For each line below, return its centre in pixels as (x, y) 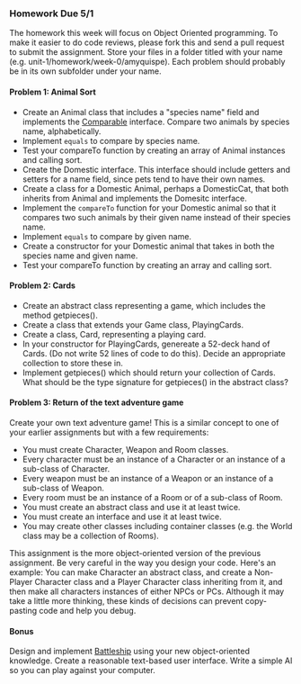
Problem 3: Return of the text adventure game (97, 402)
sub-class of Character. (66, 468)
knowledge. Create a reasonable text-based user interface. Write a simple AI (151, 661)
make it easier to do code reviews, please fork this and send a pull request (147, 42)
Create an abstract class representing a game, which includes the (144, 305)
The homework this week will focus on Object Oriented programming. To (144, 33)
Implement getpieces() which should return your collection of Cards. (149, 373)
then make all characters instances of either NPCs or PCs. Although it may (147, 591)
